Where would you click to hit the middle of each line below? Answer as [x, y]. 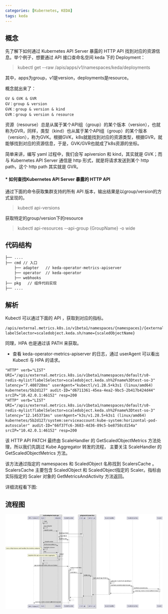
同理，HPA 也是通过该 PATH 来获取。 [43, 343]
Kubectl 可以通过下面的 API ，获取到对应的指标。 [56, 318]
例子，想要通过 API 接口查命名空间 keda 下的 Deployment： [84, 57]
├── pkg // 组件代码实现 [31, 283]
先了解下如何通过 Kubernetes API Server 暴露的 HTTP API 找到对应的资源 [80, 51]
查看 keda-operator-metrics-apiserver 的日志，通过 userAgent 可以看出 [86, 354]
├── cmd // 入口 [21, 263]
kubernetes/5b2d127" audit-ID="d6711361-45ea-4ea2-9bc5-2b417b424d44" [80, 390]
